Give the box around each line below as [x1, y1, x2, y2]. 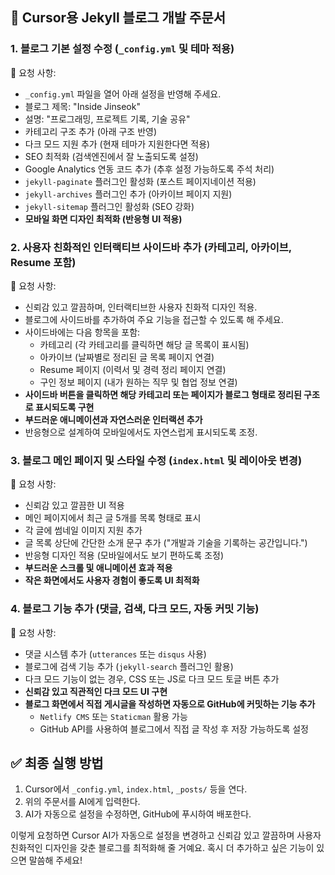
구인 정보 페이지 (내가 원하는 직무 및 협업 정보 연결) [39, 376, 238, 388]
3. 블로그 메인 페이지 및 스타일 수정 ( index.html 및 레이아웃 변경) [10, 453, 303, 467]
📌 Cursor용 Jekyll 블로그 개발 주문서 [10, 9, 227, 27]
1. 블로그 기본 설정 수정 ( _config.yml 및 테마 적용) [10, 42, 235, 56]
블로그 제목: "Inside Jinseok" [24, 100, 141, 112]
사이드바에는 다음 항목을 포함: [24, 326, 141, 338]
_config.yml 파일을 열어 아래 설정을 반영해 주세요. [24, 88, 222, 100]
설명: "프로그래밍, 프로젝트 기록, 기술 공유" [24, 113, 191, 125]
